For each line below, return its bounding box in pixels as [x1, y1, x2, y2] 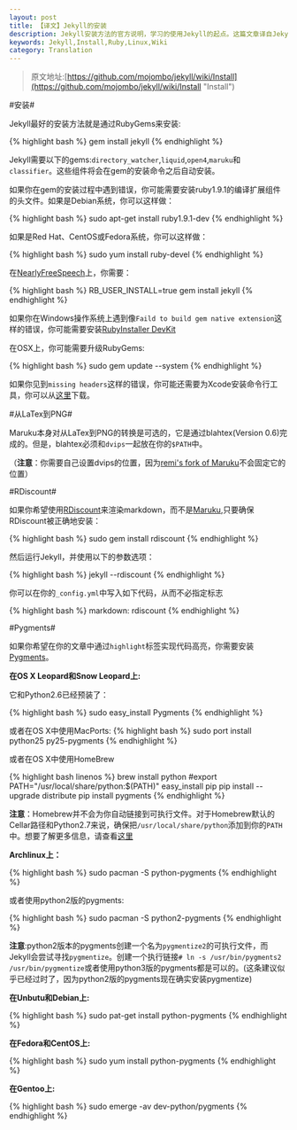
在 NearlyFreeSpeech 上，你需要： [9, 268, 132, 278]
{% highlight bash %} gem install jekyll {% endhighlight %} [9, 136, 224, 147]
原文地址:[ [30, 72, 68, 82]
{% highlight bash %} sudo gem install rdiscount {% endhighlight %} [9, 534, 259, 544]
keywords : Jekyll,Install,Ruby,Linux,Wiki [9, 37, 168, 47]
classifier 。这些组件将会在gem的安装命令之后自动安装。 [9, 166, 220, 176]
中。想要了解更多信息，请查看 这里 [9, 830, 133, 842]
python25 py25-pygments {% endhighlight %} [9, 736, 179, 746]
